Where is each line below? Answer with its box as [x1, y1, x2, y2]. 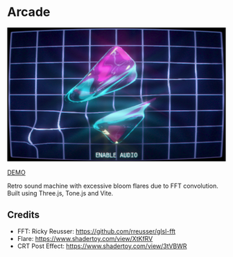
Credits [7, 209, 40, 220]
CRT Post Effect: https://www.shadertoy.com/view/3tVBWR [17, 242, 187, 250]
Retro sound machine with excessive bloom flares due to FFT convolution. [7, 181, 218, 190]
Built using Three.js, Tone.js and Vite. [7, 188, 114, 197]
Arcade [7, 4, 51, 20]
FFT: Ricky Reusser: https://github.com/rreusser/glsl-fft [17, 227, 175, 236]
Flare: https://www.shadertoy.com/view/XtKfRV [17, 235, 153, 243]
